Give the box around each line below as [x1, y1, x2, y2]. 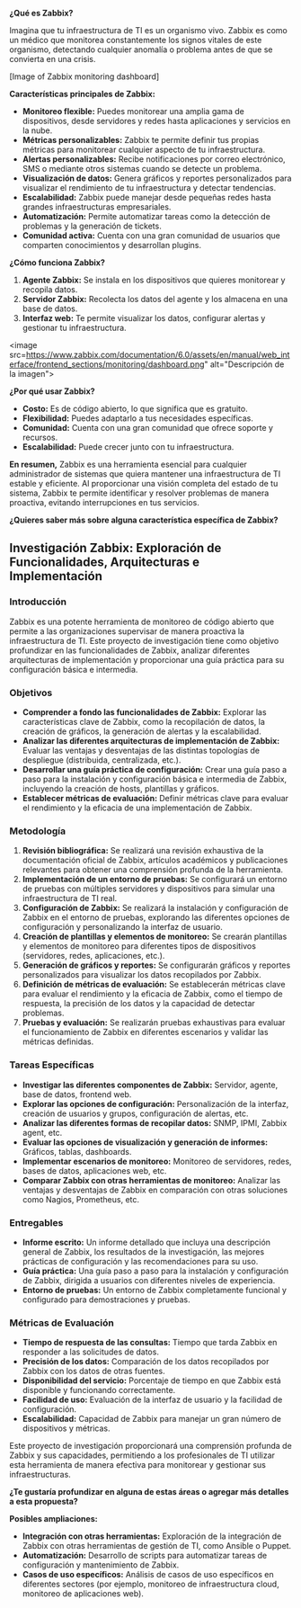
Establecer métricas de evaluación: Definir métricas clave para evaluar [22, 792, 289, 803]
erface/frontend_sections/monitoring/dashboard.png [9, 359, 205, 370]
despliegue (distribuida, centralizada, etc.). [22, 755, 181, 765]
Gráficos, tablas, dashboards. [22, 1146, 132, 1157]
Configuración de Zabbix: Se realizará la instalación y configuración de [22, 903, 289, 914]
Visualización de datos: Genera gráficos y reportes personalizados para [22, 173, 292, 183]
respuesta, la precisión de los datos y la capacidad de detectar [22, 998, 256, 1009]
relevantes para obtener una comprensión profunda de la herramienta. [22, 864, 284, 875]
